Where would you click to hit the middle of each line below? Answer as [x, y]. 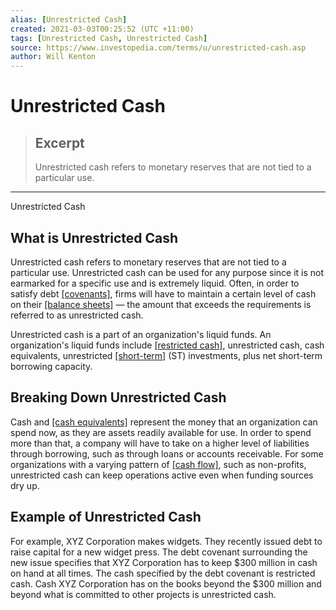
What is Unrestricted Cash [94, 237]
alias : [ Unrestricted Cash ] [69, 19]
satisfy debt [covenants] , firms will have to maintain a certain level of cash [163, 293]
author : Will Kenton [53, 57]
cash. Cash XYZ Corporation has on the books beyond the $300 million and [166, 583]
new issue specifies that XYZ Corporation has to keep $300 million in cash [164, 562]
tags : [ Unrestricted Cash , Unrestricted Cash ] [109, 38]
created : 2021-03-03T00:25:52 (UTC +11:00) [102, 29]
